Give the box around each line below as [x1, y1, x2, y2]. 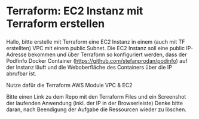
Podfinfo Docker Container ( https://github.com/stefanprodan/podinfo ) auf [6, 57, 188, 65]
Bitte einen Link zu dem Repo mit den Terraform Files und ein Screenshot [6, 93, 186, 100]
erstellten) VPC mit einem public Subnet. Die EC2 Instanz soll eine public [6, 45, 185, 52]
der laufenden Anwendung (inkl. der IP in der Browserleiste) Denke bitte [6, 100, 183, 107]
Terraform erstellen [6, 17, 105, 30]
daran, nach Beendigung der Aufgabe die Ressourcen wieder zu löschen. [6, 106, 187, 113]
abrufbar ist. [6, 70, 37, 77]
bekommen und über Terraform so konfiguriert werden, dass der [27, 51, 187, 58]
